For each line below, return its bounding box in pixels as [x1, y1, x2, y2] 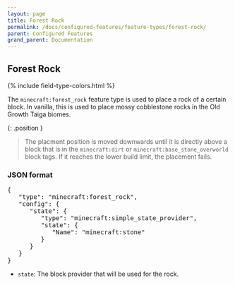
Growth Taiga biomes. [7, 110, 71, 119]
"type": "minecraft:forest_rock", [18, 193, 138, 201]
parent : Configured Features [7, 30, 93, 37]
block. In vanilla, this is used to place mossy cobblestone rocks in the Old [7, 102, 220, 111]
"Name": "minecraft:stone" [52, 229, 145, 236]
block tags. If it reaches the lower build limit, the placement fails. [24, 152, 212, 161]
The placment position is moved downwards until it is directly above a [24, 137, 228, 145]
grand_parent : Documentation [7, 37, 93, 44]
